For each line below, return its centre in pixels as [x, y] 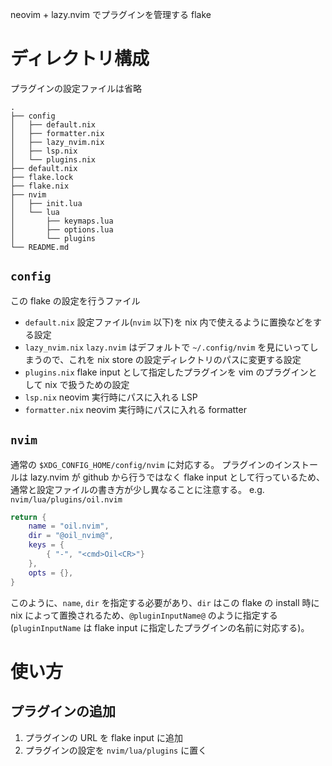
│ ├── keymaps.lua [62, 221]
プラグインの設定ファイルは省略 [76, 88]
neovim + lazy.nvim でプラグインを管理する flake [111, 14]
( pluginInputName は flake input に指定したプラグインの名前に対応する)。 [160, 627]
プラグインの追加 [63, 711]
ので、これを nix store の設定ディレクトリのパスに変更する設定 [172, 359]
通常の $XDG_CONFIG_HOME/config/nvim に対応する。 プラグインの [142, 464]
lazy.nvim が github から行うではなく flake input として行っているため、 [177, 477]
